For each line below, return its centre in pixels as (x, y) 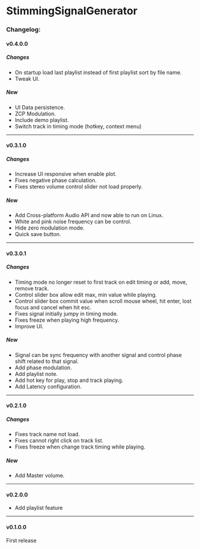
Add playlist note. (36, 374)
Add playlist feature (39, 508)
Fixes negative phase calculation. (56, 180)
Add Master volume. (40, 476)
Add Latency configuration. (48, 386)
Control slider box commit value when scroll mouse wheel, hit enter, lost (103, 301)
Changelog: (24, 30)
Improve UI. (29, 326)
